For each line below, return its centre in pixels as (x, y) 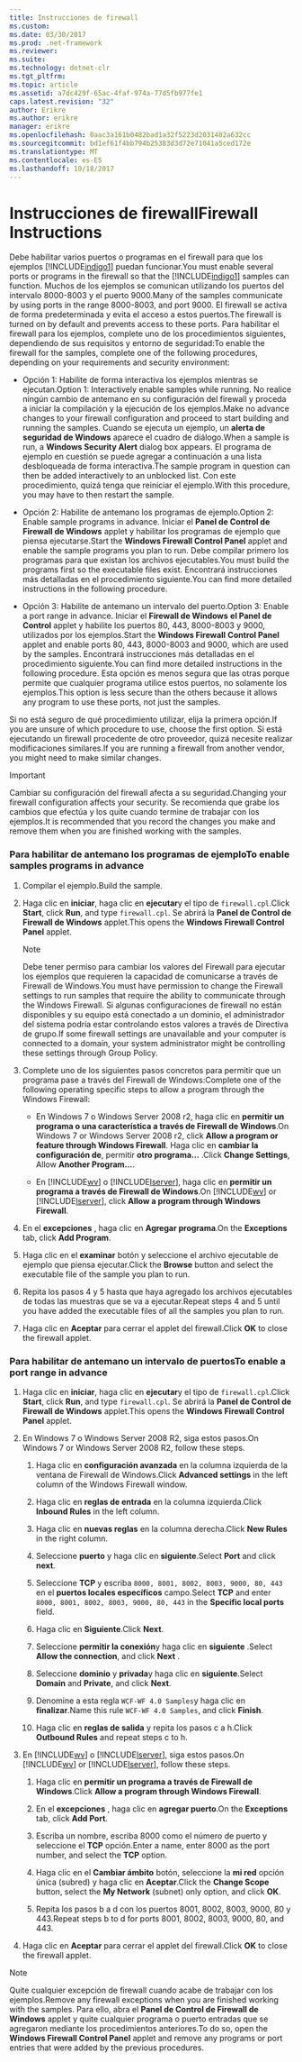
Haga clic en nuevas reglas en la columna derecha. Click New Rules (161, 1528)
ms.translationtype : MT (54, 151)
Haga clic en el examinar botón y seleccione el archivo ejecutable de (150, 1255)
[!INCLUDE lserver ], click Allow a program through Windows (148, 1200)
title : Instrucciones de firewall (74, 18)
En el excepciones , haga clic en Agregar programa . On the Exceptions (155, 1227)
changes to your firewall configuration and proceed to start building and (155, 418)
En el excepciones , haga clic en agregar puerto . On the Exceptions (162, 1809)
